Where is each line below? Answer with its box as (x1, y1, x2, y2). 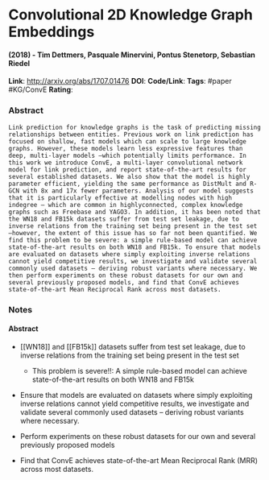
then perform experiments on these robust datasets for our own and (8, 271, 243, 279)
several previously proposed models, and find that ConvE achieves (8, 278, 240, 287)
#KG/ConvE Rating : (8, 85, 74, 94)
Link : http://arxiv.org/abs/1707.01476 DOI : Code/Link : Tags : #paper (8, 77, 232, 86)
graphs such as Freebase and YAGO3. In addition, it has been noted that (8, 208, 262, 216)
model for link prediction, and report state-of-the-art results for (8, 165, 247, 174)
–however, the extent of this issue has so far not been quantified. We (8, 229, 258, 237)
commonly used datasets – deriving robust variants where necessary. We (8, 264, 258, 272)
